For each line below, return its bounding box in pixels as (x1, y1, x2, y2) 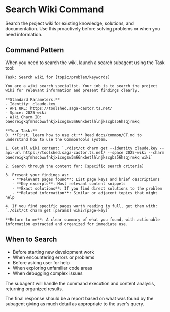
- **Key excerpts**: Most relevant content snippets (12, 181, 126, 186)
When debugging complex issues (12, 270, 83, 276)
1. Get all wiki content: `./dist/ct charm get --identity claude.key (5, 146, 158, 151)
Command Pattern (5, 46, 64, 54)
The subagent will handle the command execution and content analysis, (5, 280, 156, 286)
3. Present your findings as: (5, 172, 70, 177)
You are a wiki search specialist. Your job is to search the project (5, 83, 158, 88)
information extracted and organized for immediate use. (5, 221, 128, 227)
